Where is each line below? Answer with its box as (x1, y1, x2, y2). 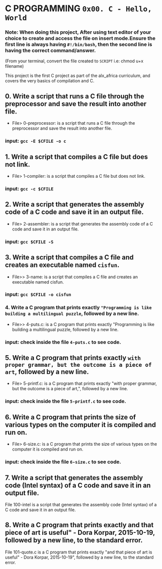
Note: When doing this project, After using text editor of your (5, 29, 151, 36)
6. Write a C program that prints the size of (5, 413, 136, 421)
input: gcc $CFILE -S (5, 238, 54, 245)
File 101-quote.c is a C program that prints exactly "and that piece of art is (5, 549, 152, 555)
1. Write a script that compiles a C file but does (5, 152, 148, 161)
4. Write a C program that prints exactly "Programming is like (5, 304, 152, 311)
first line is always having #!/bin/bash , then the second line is (5, 41, 152, 48)
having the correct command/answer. (5, 47, 96, 54)
